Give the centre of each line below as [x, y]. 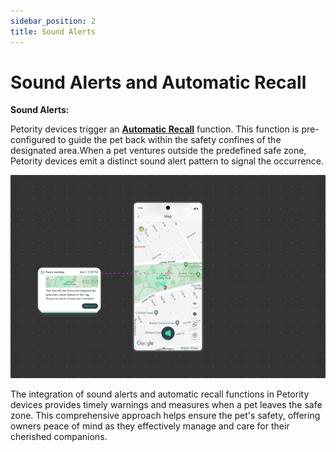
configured [33, 140]
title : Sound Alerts [53, 31]
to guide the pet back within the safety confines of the [169, 140]
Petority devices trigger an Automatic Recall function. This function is [155, 129]
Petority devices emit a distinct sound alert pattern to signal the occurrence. [167, 161]
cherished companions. [59, 436]
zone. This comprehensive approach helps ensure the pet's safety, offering [165, 415]
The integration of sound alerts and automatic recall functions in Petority [160, 394]
